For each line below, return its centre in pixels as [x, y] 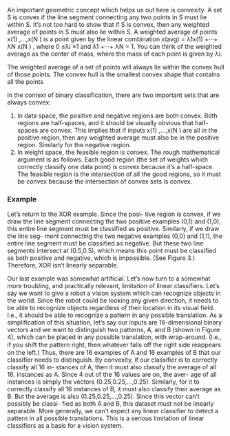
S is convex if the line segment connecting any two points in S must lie [107, 17]
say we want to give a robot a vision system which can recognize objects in [114, 293]
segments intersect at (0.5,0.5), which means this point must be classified [112, 251]
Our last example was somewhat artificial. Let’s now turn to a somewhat [109, 279]
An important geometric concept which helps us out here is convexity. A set [115, 10]
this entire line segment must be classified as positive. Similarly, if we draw [113, 229]
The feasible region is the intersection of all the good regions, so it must [119, 174]
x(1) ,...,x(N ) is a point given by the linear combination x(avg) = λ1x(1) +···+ [113, 39]
